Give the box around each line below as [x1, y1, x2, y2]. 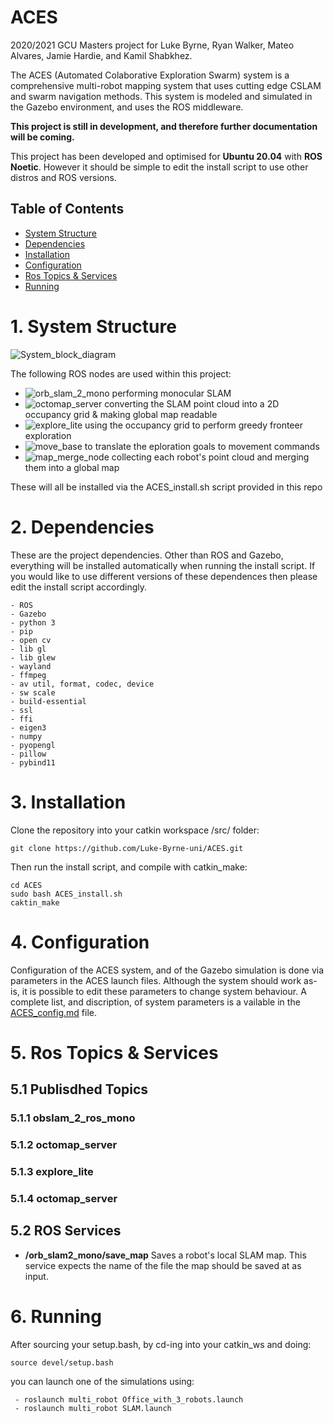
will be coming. [10, 131, 75, 143]
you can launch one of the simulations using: [10, 1375, 195, 1387]
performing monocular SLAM [111, 387, 232, 399]
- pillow [10, 749, 47, 759]
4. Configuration [10, 931, 150, 953]
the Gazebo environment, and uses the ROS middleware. [10, 101, 244, 113]
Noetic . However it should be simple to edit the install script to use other [10, 161, 309, 173]
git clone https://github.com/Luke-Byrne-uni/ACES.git [10, 843, 244, 853]
